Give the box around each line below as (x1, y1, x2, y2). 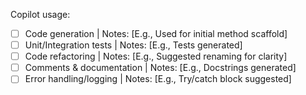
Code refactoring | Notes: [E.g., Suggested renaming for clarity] (24, 50, 288, 63)
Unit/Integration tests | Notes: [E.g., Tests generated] (24, 39, 243, 51)
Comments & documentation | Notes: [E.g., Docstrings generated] (24, 62, 297, 74)
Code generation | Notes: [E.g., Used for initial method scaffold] (24, 28, 288, 39)
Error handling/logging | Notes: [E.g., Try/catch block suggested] (24, 73, 292, 85)
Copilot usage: (10, 9, 71, 20)
